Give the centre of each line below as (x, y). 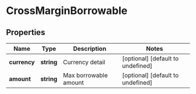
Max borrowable (85, 75)
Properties (26, 32)
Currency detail (84, 62)
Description (90, 49)
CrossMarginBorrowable (67, 11)
